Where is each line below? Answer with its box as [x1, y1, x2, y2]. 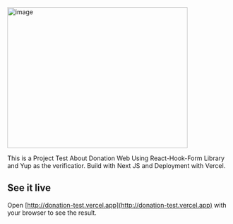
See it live [7, 182, 52, 194]
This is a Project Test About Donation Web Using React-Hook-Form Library [7, 154, 225, 162]
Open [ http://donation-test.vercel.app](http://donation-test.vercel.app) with [7, 201, 227, 209]
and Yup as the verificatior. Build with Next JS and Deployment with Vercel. [7, 162, 226, 169]
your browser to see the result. [7, 208, 97, 217]
